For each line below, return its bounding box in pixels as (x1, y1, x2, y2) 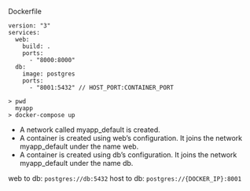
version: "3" (8, 22, 51, 30)
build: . (22, 42, 51, 50)
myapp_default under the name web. (19, 141, 139, 151)
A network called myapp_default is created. (19, 125, 161, 134)
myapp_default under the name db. (19, 159, 134, 167)
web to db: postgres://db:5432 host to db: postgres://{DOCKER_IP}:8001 (8, 174, 242, 183)
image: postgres (22, 70, 76, 78)
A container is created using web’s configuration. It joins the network (19, 134, 243, 142)
